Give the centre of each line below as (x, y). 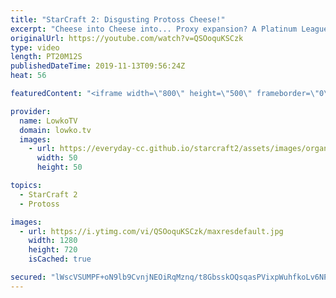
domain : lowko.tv (55, 130)
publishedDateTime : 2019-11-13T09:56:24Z (98, 66)
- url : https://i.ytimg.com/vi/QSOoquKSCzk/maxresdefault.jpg (151, 231)
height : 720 (53, 250)
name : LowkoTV (48, 121)
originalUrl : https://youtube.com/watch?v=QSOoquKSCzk (127, 38)
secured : (28, 277)
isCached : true (60, 259)
